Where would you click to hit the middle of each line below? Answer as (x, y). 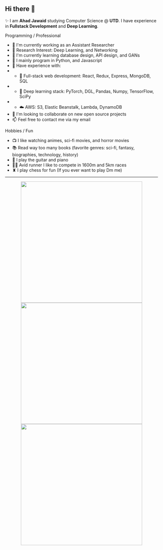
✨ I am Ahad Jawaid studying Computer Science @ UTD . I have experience (81, 20)
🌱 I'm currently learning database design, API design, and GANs (76, 55)
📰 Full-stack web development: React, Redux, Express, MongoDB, (85, 76)
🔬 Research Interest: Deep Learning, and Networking (65, 50)
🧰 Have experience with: (36, 65)
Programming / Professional (33, 35)
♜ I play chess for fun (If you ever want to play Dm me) (67, 170)
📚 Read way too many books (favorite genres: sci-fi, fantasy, (73, 147)
